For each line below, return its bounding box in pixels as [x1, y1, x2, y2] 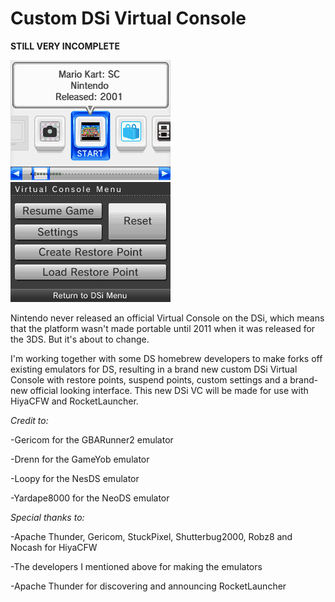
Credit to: [10, 414, 49, 426]
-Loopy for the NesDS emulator [10, 472, 140, 484]
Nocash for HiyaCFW [10, 541, 98, 553]
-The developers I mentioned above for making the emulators [10, 560, 263, 572]
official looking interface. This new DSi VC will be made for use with [29, 384, 309, 396]
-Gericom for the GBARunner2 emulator [10, 433, 174, 446]
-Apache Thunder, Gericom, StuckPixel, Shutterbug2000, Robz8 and [10, 530, 293, 542]
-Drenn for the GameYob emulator [10, 453, 150, 465]
